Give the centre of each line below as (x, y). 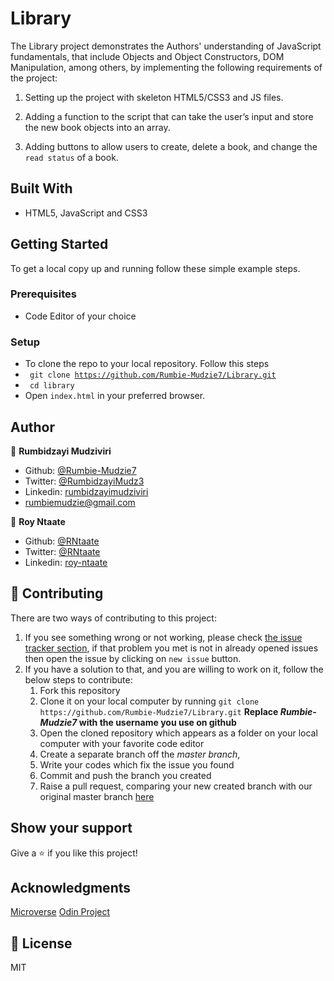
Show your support (71, 828)
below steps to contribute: (78, 679)
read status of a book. (71, 157)
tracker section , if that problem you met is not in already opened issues (171, 648)
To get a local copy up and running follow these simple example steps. (155, 268)
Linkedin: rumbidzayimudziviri (86, 491)
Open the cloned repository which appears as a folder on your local (178, 733)
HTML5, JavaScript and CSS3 (86, 213)
